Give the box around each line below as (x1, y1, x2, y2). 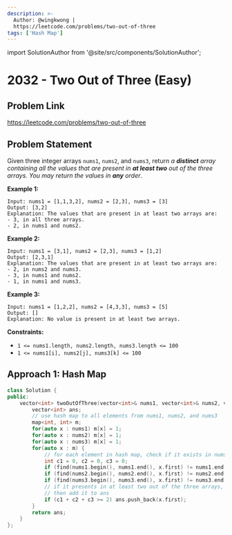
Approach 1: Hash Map (7, 368, 107, 380)
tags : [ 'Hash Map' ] (7, 29, 64, 37)
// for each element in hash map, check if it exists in (43, 451, 212, 458)
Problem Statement (7, 138, 93, 150)
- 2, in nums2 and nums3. (7, 266, 81, 273)
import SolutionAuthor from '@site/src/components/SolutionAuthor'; (7, 48, 202, 57)
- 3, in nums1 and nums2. (7, 272, 81, 279)
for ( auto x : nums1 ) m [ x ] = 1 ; (32, 426, 122, 433)
